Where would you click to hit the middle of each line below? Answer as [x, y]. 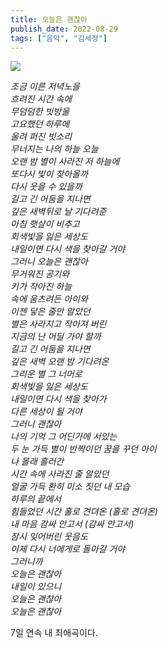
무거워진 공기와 [40, 274]
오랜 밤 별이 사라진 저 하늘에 [65, 162]
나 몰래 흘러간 [37, 462]
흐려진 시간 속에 [41, 99]
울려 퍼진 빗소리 [41, 137]
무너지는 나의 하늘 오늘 [54, 149]
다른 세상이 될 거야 [46, 412]
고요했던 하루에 [40, 124]
